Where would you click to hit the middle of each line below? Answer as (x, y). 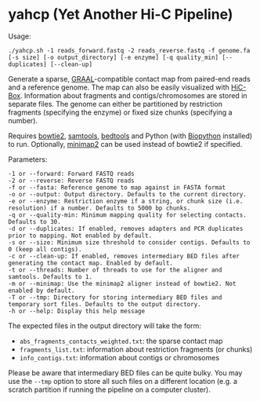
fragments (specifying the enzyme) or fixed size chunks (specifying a (120, 112)
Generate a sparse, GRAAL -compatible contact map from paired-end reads (129, 79)
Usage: (20, 36)
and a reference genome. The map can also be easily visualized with (119, 87)
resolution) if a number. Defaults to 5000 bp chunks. (99, 208)
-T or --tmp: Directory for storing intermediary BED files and (115, 297)
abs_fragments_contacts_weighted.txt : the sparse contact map (121, 341)
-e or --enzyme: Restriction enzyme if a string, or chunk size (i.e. (126, 201)
